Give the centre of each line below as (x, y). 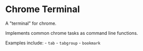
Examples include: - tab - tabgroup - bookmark (53, 43)
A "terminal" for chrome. (31, 23)
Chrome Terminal (43, 9)
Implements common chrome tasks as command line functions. (72, 33)
